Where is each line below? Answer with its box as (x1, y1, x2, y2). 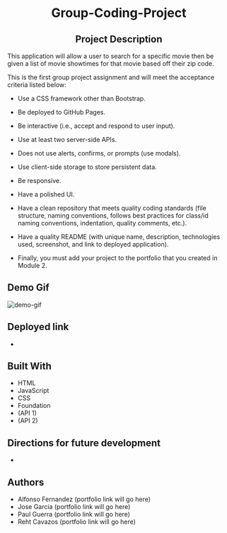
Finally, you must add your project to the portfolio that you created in (17, 254, 218, 262)
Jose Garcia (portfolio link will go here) (17, 503, 131, 511)
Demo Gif (7, 281, 50, 294)
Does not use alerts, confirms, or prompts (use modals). (17, 149, 181, 157)
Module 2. (17, 262, 47, 269)
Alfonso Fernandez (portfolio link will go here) (17, 495, 151, 503)
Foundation (17, 402, 51, 410)
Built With (7, 361, 52, 373)
